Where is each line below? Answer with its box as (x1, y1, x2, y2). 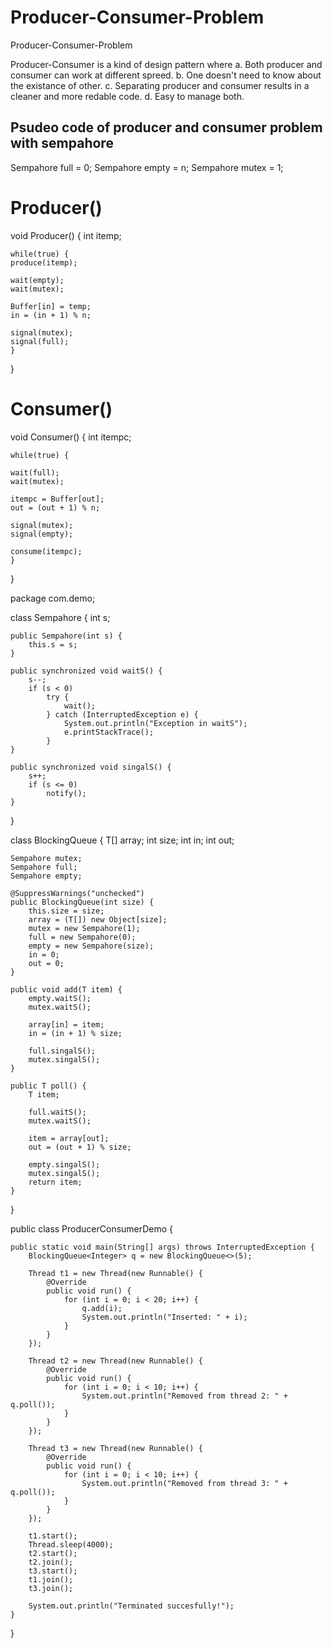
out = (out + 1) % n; (10, 502, 101, 513)
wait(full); (10, 467, 60, 478)
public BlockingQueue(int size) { (10, 897, 155, 907)
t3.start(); (28, 1566, 78, 1576)
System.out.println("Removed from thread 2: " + (81, 1391, 288, 1401)
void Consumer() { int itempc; (10, 431, 132, 443)
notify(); (46, 788, 87, 798)
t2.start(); (28, 1548, 78, 1558)
